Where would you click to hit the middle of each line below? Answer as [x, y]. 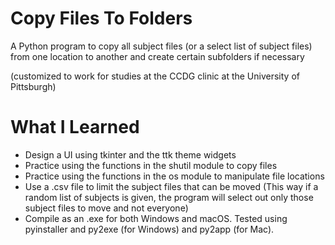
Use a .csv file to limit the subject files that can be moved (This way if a [171, 186]
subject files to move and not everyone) [106, 208]
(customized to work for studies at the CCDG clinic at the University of [155, 76]
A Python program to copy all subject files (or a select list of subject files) [161, 46]
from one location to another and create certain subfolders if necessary [157, 56]
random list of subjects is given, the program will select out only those [169, 197]
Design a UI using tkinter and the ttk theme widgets [130, 154]
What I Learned [75, 127]
